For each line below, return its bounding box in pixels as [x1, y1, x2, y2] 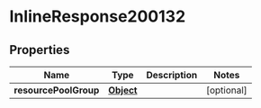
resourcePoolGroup [13, 84, 100, 96]
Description [146, 69, 198, 81]
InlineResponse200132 [9, 6, 186, 27]
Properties [9, 42, 70, 58]
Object [107, 84, 138, 96]
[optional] [205, 84, 247, 96]
